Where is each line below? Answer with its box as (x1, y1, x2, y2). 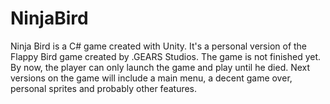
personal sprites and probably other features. (10, 82, 198, 94)
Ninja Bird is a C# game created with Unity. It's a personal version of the (10, 40, 308, 52)
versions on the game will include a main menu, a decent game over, (10, 72, 293, 84)
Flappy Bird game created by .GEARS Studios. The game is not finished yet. (10, 50, 322, 62)
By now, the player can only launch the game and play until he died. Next (10, 61, 311, 73)
